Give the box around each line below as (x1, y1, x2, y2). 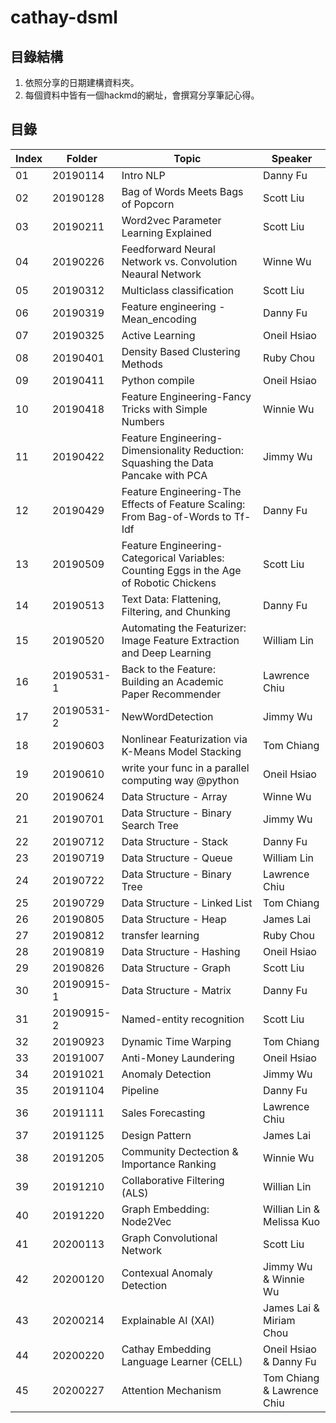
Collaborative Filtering (121, 1173, 225, 1187)
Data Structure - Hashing (121, 944, 241, 958)
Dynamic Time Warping (121, 1034, 232, 1048)
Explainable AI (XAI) (121, 1313, 215, 1327)
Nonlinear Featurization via (121, 732, 248, 746)
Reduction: (193, 443, 245, 457)
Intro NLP (121, 168, 166, 182)
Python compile (121, 373, 195, 387)
